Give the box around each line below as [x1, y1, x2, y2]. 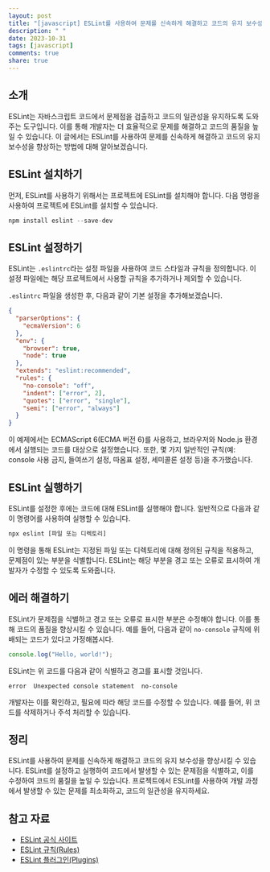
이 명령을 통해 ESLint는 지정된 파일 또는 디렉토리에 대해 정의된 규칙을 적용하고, [8, 545, 255, 555]
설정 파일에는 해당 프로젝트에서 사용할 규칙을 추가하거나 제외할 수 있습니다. [8, 274, 243, 283]
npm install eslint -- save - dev [8, 217, 113, 225]
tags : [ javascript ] [8, 42, 74, 50]
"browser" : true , [22, 344, 81, 353]
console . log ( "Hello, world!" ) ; [8, 650, 113, 659]
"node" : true [22, 352, 67, 360]
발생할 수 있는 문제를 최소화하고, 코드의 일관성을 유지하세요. [22, 786, 211, 796]
